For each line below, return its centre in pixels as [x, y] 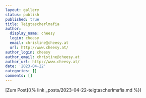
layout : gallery [22, 10]
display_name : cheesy [32, 33]
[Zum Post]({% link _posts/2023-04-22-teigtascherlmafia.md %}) [74, 90]
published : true [22, 19]
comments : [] [19, 76]
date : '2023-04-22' [26, 66]
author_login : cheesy [28, 52]
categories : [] [21, 71]
